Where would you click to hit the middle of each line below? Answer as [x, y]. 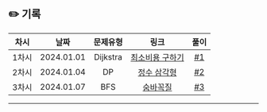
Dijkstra [108, 56]
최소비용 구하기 [157, 57]
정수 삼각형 [157, 72]
